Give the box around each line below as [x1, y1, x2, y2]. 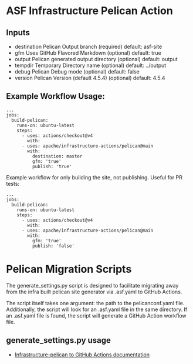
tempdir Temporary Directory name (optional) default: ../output [14, 62, 167, 69]
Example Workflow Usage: [6, 91, 105, 101]
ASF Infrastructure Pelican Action [6, 4, 173, 18]
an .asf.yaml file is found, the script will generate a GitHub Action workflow [6, 312, 187, 319]
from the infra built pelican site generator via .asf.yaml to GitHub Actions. [6, 288, 182, 295]
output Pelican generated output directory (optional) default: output [14, 56, 178, 62]
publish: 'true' [32, 163, 72, 169]
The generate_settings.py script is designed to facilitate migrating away [6, 282, 179, 289]
